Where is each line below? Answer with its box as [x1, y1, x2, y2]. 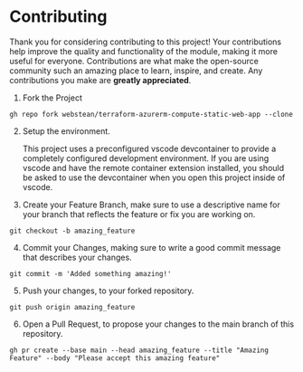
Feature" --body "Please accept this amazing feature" [9, 353, 221, 363]
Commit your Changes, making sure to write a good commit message [22, 242, 281, 253]
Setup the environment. [22, 125, 110, 137]
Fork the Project [22, 92, 83, 103]
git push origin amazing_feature [9, 302, 136, 311]
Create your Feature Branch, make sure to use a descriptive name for [22, 199, 280, 210]
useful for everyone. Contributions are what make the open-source [9, 55, 260, 66]
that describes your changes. [22, 252, 133, 262]
